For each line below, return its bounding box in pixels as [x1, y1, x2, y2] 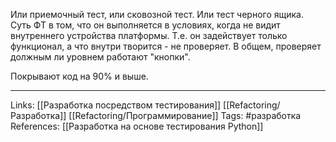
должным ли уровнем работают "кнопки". [10, 51, 191, 63]
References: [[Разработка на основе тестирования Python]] [10, 120, 264, 132]
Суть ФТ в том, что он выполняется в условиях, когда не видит [10, 19, 281, 31]
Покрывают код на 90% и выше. [10, 70, 149, 82]
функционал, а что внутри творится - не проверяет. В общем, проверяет [10, 40, 322, 52]
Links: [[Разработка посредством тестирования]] [10, 99, 222, 111]
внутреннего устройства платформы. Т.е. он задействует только [10, 30, 288, 41]
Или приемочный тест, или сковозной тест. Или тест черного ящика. [10, 9, 304, 20]
